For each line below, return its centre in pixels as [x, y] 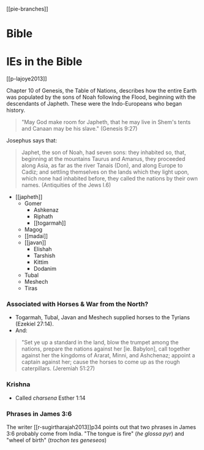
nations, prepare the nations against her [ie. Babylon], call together [106, 349]
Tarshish [44, 256]
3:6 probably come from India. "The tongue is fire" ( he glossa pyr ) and [96, 434]
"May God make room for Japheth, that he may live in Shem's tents [106, 122]
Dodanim [45, 269]
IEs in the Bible [44, 62]
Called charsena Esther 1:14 [50, 398]
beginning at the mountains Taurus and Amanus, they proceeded [103, 159]
